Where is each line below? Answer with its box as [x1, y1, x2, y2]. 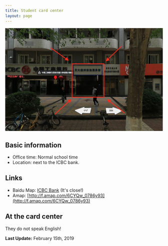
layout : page [5, 13, 32, 18]
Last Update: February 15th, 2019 [5, 235, 74, 241]
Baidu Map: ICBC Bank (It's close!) [12, 187, 83, 193]
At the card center [5, 212, 63, 221]
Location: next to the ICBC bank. [12, 159, 79, 165]
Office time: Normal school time [12, 154, 78, 160]
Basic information [5, 140, 61, 149]
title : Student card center [5, 8, 64, 13]
